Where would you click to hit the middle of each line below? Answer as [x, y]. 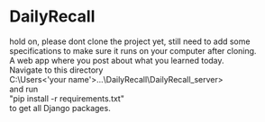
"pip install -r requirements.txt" [67, 98]
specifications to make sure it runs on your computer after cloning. [133, 50]
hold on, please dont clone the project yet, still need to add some [130, 41]
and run [24, 89]
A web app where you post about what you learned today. [117, 60]
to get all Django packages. [60, 108]
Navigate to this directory [56, 70]
